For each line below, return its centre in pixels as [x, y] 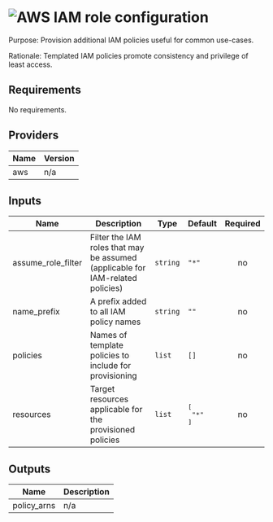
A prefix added [118, 301]
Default [203, 224]
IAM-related [114, 279]
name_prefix [37, 312]
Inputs [25, 201]
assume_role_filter [48, 263]
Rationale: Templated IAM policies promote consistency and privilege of [129, 55]
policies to [110, 356]
